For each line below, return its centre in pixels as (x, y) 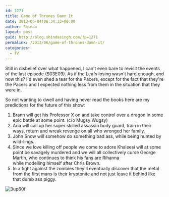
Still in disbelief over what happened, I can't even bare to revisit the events (83, 68)
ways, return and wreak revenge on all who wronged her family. (79, 131)
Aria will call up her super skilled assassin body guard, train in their (82, 125)
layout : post (19, 32)
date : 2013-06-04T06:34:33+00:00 (40, 21)
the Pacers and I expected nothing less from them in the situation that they (83, 84)
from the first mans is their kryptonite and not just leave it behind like (84, 174)
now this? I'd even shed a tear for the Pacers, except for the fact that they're (84, 79)
